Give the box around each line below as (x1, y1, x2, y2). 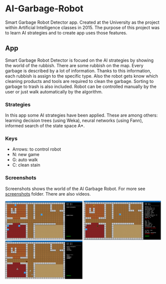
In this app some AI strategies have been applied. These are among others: (5, 112, 158, 119)
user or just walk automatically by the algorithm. (5, 88, 103, 94)
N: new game (12, 152, 40, 158)
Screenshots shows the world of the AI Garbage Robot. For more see (5, 186, 146, 192)
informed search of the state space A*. (5, 123, 85, 129)
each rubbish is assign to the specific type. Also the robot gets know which (5, 73, 158, 79)
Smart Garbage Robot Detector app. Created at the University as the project (5, 19, 160, 25)
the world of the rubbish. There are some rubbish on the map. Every (5, 62, 144, 68)
